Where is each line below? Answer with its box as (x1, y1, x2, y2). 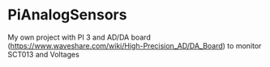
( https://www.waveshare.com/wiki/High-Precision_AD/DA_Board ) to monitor (7, 40, 262, 50)
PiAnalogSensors (7, 6, 127, 24)
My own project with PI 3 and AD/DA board (7, 32, 151, 42)
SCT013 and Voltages (7, 49, 80, 59)
